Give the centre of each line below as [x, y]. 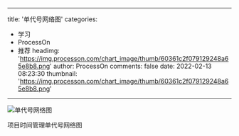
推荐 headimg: [39, 51]
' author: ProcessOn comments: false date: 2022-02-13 [131, 66]
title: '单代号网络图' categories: [53, 19]
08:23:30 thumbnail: [47, 74]
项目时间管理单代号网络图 [45, 125]
